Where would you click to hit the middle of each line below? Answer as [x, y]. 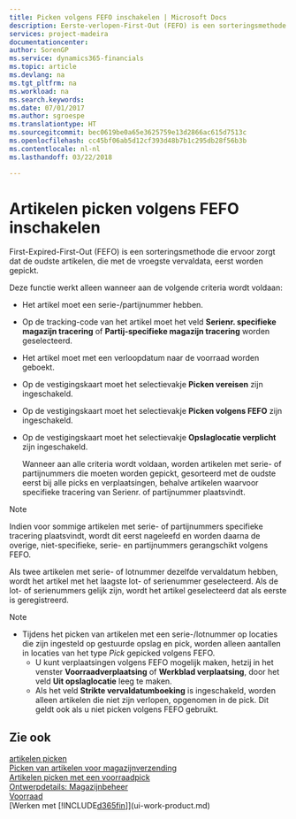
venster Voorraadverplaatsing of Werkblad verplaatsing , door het [157, 672]
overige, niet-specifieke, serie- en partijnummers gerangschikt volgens [139, 546]
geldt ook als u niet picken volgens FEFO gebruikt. [127, 709]
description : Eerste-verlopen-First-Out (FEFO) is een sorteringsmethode [148, 26]
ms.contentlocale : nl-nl [55, 149]
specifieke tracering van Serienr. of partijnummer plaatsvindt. [133, 493]
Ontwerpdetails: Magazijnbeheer [68, 787]
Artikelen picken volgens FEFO [124, 208]
